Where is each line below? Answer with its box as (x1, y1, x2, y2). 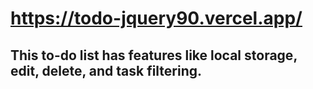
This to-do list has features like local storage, (10, 47, 298, 64)
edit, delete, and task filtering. (10, 62, 203, 79)
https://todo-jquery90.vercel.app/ (10, 7, 303, 30)
